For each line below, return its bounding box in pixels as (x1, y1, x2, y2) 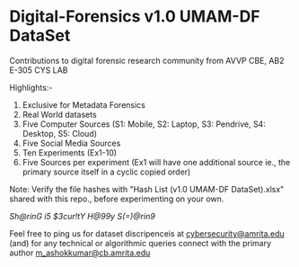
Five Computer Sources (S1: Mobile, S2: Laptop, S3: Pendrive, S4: (22, 119, 267, 129)
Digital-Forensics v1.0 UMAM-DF (9, 6, 260, 27)
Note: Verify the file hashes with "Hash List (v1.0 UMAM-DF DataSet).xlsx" (9, 183, 285, 194)
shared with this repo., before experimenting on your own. (9, 193, 224, 204)
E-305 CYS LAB (9, 65, 68, 76)
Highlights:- (9, 82, 53, 93)
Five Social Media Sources (22, 138, 121, 148)
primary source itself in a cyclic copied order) (22, 166, 191, 177)
